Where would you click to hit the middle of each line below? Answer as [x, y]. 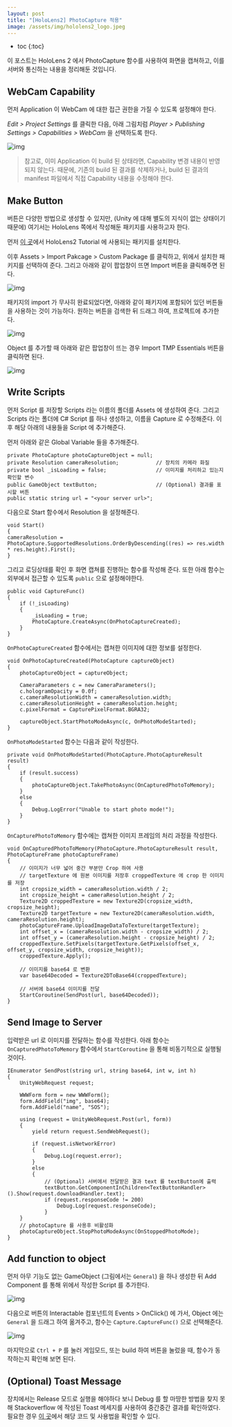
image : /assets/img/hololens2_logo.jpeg [66, 26]
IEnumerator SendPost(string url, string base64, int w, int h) [102, 1071]
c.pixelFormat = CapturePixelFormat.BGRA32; [85, 709]
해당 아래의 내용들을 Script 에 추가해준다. [70, 427]
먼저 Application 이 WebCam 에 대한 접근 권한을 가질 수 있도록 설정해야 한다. [111, 109]
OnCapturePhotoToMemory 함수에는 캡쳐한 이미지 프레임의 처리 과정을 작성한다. [113, 835]
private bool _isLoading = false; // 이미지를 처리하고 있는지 [115, 470]
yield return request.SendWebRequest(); [91, 1131]
